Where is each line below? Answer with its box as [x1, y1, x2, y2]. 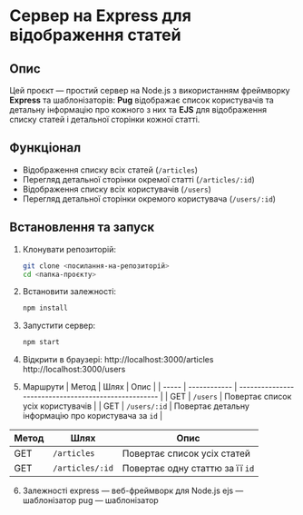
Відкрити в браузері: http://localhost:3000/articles [22, 354, 214, 365]
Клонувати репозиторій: [22, 243, 116, 254]
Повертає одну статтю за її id [122, 462, 255, 475]
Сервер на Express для [9, 5, 192, 26]
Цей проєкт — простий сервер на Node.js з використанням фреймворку [9, 85, 290, 95]
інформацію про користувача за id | [22, 411, 163, 421]
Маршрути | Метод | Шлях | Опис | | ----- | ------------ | [22, 381, 238, 392]
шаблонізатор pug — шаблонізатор [22, 495, 159, 506]
